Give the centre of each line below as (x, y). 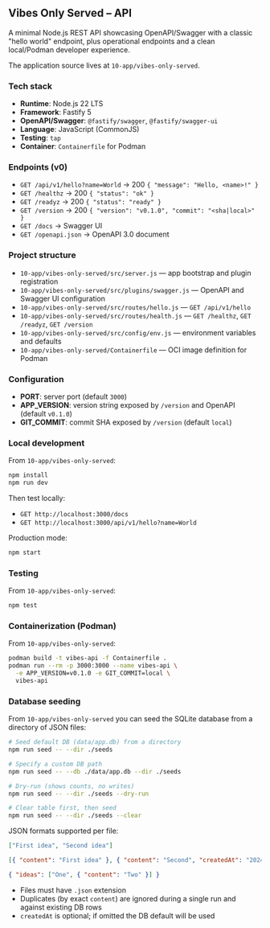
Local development (47, 443)
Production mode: (38, 538)
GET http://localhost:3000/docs (74, 515)
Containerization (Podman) (62, 626)
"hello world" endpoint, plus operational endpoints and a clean (112, 41)
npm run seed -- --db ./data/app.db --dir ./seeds (95, 771)
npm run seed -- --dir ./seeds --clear (75, 815)
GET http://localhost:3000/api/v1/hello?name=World (108, 523)
